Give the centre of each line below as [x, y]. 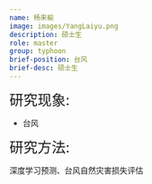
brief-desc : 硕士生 [44, 69]
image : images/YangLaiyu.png [64, 26]
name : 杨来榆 [31, 18]
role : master [34, 43]
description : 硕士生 [46, 34]
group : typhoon [38, 51]
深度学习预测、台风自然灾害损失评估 [76, 170]
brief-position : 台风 [49, 60]
